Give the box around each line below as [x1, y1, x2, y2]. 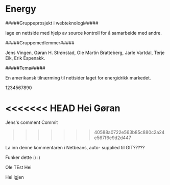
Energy [5, 3, 37, 15]
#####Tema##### [5, 65, 45, 71]
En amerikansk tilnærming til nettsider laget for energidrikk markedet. [5, 74, 152, 81]
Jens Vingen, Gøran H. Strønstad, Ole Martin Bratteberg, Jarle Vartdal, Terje [5, 49, 165, 56]
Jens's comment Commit [5, 119, 58, 125]
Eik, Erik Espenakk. [5, 55, 45, 61]
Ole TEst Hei [5, 164, 32, 170]
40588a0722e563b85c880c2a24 [94, 129, 165, 135]
